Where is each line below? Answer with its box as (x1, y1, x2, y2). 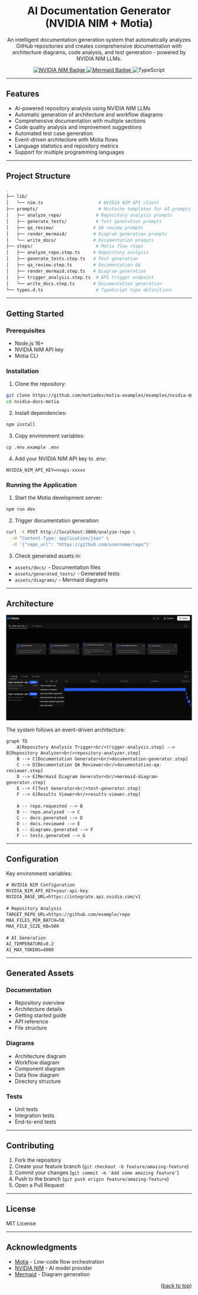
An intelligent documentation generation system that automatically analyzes (6, 36, 192, 43)
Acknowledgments (6, 1243, 78, 1253)
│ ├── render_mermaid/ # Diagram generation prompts (6, 231, 167, 237)
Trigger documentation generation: (14, 517, 100, 524)
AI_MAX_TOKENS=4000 (6, 947, 54, 953)
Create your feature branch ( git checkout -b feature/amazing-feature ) (14, 1162, 189, 1169)
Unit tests (14, 1106, 38, 1113)
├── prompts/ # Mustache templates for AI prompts (6, 206, 192, 212)
